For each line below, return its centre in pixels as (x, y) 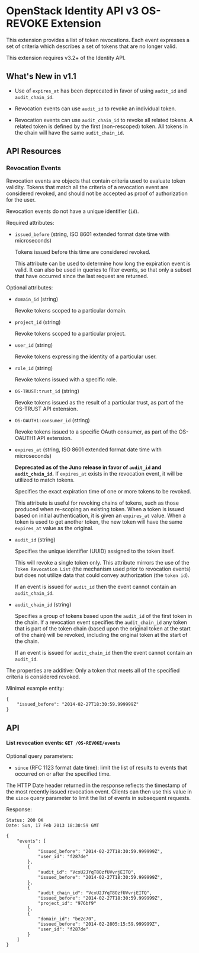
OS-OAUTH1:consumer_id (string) (52, 420)
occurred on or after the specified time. (63, 774)
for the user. (21, 200)
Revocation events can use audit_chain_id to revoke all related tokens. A (104, 120)
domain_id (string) (36, 299)
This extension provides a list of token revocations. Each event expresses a (98, 40)
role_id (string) (34, 368)
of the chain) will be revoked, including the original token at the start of (101, 635)
